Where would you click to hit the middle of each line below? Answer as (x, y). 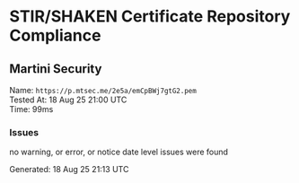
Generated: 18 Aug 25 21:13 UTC (69, 170)
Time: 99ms (31, 109)
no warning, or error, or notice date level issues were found (119, 152)
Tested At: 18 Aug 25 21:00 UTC (68, 100)
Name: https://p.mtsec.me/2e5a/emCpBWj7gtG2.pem (103, 90)
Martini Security (56, 69)
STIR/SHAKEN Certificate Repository (150, 17)
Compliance (55, 35)
